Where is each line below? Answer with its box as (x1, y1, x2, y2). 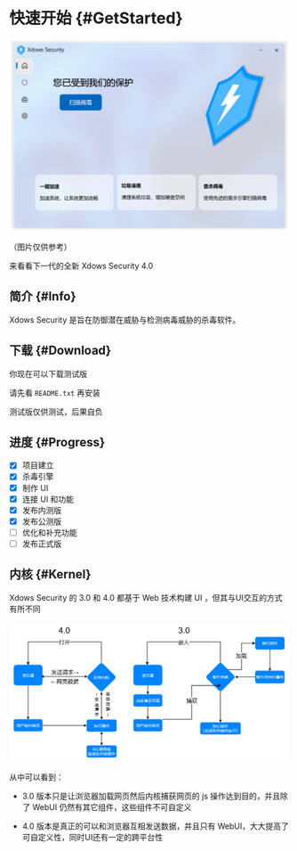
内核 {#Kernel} (9, 567, 92, 582)
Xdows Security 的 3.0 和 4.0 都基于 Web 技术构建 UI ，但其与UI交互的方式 (9, 592, 283, 602)
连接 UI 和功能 (21, 494, 74, 504)
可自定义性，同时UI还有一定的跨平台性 (21, 832, 163, 843)
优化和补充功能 (21, 527, 77, 537)
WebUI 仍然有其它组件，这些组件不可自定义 (32, 802, 192, 813)
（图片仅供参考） (9, 241, 72, 252)
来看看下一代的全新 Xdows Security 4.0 (9, 260, 154, 271)
